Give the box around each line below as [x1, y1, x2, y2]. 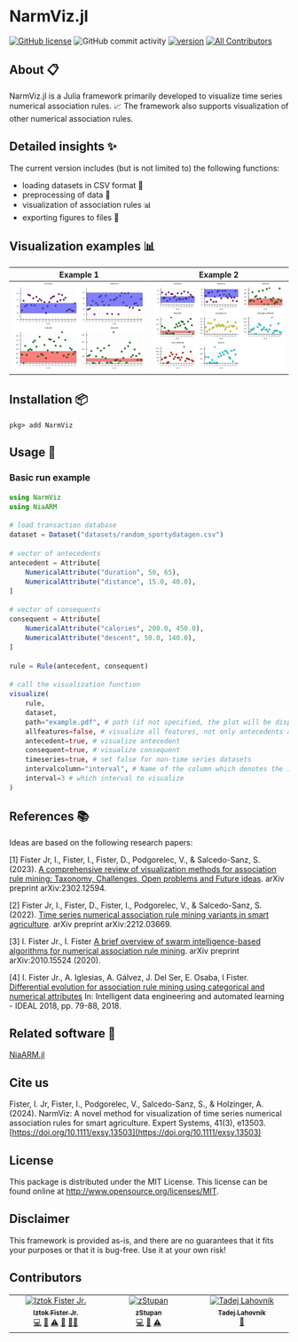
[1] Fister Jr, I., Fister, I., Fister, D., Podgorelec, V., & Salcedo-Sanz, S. [9, 854, 261, 865]
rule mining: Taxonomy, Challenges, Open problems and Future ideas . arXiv [9, 873, 285, 884]
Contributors [9, 1270, 82, 1285]
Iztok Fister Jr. [33, 1308, 79, 1318]
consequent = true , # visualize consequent [25, 746, 180, 755]
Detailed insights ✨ [9, 139, 117, 155]
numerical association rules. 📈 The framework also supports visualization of [9, 100, 289, 111]
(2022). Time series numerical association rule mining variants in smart [9, 909, 269, 920]
